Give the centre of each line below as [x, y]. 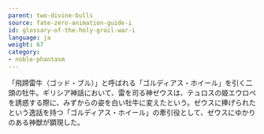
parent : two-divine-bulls [50, 15]
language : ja [30, 37]
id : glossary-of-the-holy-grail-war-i [72, 30]
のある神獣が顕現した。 [46, 122]
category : [24, 52]
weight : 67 [26, 45]
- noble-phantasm [37, 60]
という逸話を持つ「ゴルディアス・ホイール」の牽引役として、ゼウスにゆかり [132, 112]
